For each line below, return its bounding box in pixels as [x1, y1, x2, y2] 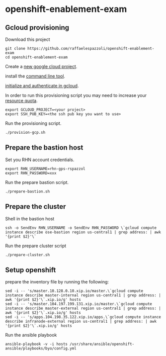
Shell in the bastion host [5, 215, 55, 222]
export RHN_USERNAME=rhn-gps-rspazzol [5, 166, 85, 171]
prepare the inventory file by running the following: [5, 279, 109, 285]
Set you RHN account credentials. [5, 157, 75, 163]
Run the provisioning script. [5, 120, 62, 126]
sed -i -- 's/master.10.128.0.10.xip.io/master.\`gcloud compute [5, 288, 143, 294]
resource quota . [5, 98, 38, 103]
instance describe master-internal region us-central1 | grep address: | [5, 293, 162, 298]
